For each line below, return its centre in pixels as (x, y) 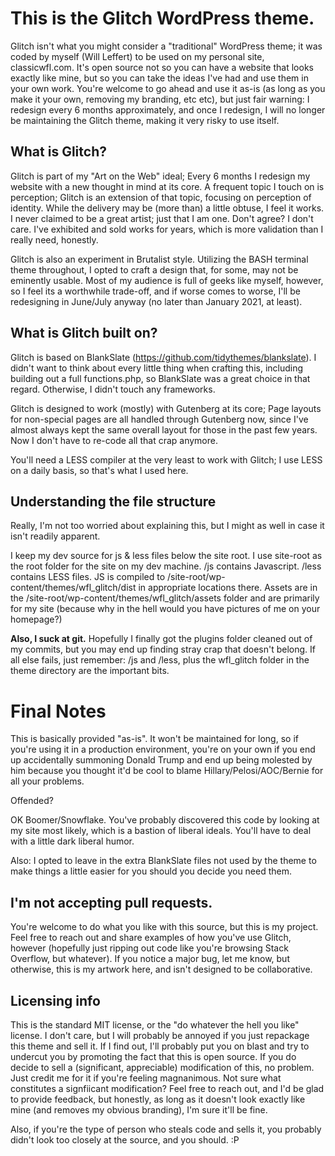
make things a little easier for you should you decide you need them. (151, 871)
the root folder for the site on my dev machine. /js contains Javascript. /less (166, 566)
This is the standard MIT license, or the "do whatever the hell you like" (155, 1024)
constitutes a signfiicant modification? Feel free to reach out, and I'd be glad (167, 1088)
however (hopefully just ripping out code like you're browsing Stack (149, 948)
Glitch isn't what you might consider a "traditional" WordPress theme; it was (166, 46)
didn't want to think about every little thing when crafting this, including (157, 368)
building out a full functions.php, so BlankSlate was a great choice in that (160, 378)
